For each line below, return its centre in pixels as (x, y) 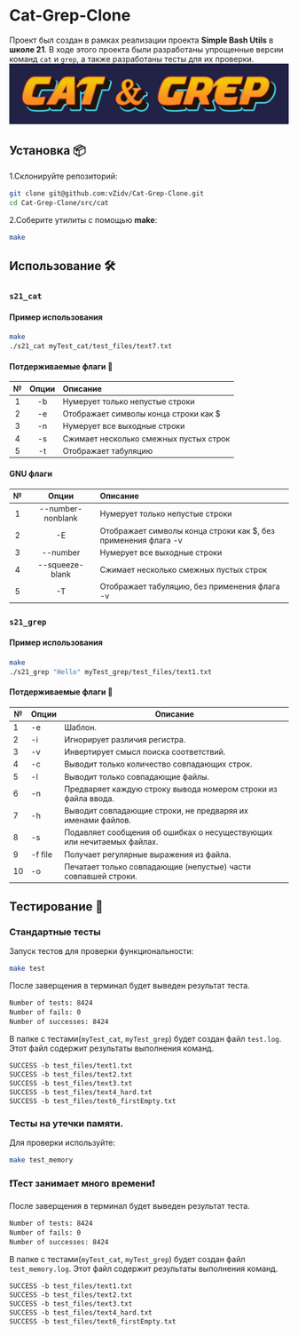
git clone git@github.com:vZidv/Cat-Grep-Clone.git (106, 194)
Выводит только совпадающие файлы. (137, 776)
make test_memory (41, 1160)
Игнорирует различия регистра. (125, 739)
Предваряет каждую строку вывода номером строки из (171, 789)
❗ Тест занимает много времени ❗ (82, 1183)
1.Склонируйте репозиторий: (63, 176)
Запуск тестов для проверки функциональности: (102, 951)
